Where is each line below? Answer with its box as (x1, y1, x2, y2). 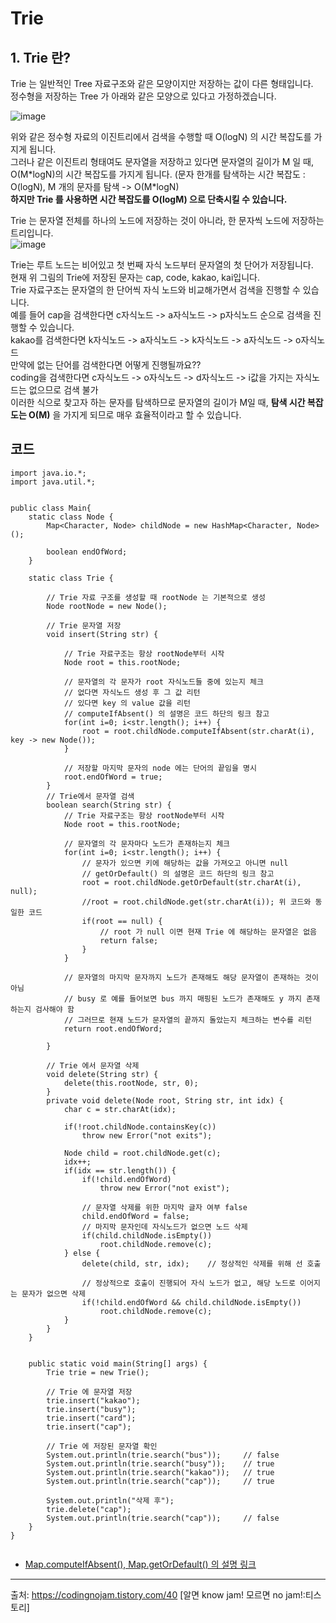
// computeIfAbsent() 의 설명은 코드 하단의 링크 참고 (63, 708, 270, 719)
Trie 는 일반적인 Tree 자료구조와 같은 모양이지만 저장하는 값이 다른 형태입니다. (10, 78, 314, 89)
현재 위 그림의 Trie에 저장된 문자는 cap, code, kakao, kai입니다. (10, 272, 260, 283)
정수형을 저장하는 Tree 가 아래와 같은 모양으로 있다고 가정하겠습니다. (10, 90, 277, 102)
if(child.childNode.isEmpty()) (81, 1230, 213, 1241)
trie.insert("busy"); (46, 1404, 137, 1414)
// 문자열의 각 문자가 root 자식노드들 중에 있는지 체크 (63, 677, 264, 687)
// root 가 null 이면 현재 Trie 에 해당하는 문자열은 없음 (99, 927, 318, 937)
